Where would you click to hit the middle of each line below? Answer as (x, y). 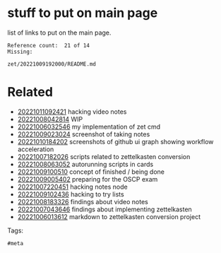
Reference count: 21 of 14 (49, 45)
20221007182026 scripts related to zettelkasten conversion (104, 156)
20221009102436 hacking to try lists (71, 194)
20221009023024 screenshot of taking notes (84, 134)
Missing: (20, 52)
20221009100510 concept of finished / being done (91, 172)
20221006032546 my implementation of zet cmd (89, 126)
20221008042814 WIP (50, 119)
